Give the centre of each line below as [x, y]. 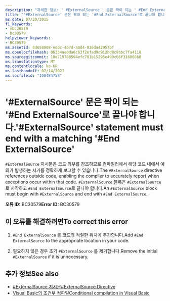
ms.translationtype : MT [30, 62]
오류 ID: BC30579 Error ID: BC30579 [42, 204]
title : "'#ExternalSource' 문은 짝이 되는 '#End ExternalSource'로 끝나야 [80, 15]
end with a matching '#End [62, 139]
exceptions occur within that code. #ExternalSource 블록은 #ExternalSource [83, 182]
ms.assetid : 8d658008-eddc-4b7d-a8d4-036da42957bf [60, 47]
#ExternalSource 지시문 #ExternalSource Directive [64, 287]
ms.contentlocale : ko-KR [31, 66]
